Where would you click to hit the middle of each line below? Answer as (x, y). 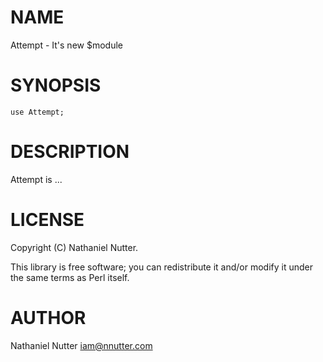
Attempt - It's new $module (66, 45)
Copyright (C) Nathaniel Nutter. (74, 247)
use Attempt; (37, 112)
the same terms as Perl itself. (70, 277)
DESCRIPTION (70, 152)
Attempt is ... (36, 179)
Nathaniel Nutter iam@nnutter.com (81, 345)
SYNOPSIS (56, 85)
